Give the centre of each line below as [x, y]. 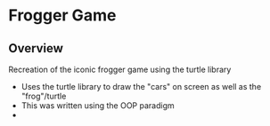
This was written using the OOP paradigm [98, 106]
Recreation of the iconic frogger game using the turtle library [120, 69]
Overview [36, 48]
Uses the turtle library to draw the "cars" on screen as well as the [141, 87]
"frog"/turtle [44, 96]
